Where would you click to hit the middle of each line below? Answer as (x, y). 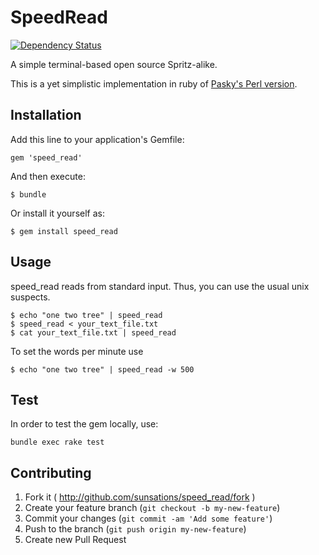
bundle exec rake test (57, 442)
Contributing (51, 472)
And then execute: (48, 176)
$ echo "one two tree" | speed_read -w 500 (102, 369)
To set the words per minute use (77, 351)
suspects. (30, 297)
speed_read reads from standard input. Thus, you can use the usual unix (160, 286)
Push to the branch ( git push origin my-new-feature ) (135, 529)
